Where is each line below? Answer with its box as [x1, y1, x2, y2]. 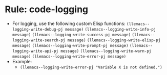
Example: [12, 58, 32, 64]
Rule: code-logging [5, 4, 88, 15]
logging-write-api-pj [12, 48, 58, 54]
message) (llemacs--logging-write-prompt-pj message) [12, 43, 129, 48]
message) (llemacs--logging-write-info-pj [65, 27, 156, 32]
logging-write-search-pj [12, 37, 66, 43]
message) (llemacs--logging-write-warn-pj [60, 48, 152, 54]
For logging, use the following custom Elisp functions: [12, 20, 126, 27]
